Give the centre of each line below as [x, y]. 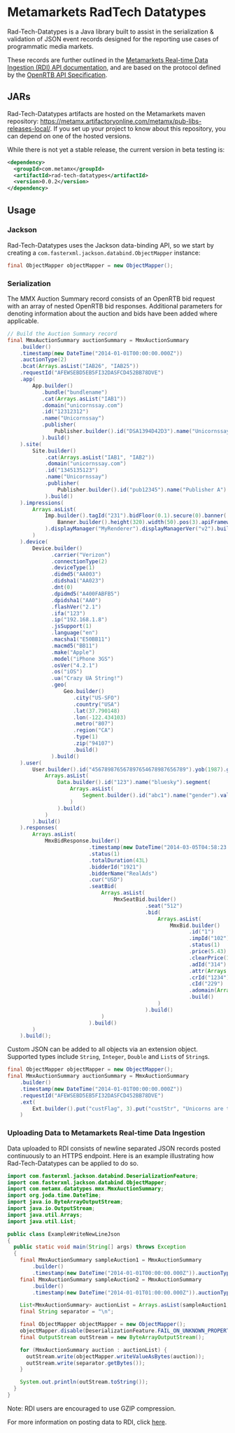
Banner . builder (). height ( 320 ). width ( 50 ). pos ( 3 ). [129, 522]
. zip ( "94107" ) [93, 743]
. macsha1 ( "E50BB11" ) [81, 640]
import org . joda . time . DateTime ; [54, 1196]
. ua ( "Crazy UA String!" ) [87, 678]
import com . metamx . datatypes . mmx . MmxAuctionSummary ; [86, 1189]
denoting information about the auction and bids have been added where [113, 313]
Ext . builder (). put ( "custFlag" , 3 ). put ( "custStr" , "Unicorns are [128, 1108]
